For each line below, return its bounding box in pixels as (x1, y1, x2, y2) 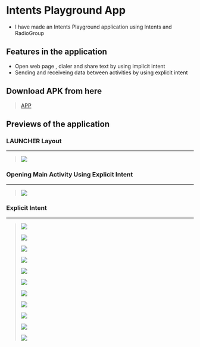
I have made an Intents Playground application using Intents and (14, 23, 172, 30)
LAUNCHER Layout (6, 137, 62, 145)
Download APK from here (6, 86, 102, 96)
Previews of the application (6, 119, 110, 129)
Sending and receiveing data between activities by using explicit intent (14, 69, 188, 76)
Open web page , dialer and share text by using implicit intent (14, 62, 165, 70)
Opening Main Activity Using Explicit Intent (6, 171, 133, 179)
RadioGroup (14, 29, 45, 36)
